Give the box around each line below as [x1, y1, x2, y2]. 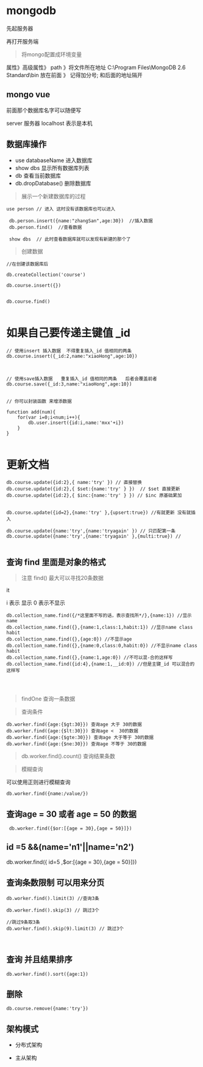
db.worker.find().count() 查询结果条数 [21, 753, 116, 760]
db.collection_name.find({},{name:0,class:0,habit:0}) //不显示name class [6, 643, 198, 649]
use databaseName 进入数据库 [15, 157, 93, 164]
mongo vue [6, 89, 51, 100]
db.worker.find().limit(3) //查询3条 [6, 895, 99, 901]
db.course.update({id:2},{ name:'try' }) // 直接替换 [6, 480, 142, 486]
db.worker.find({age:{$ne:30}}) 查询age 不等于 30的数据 [6, 741, 147, 747]
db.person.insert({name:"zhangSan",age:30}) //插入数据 [9, 218, 154, 224]
